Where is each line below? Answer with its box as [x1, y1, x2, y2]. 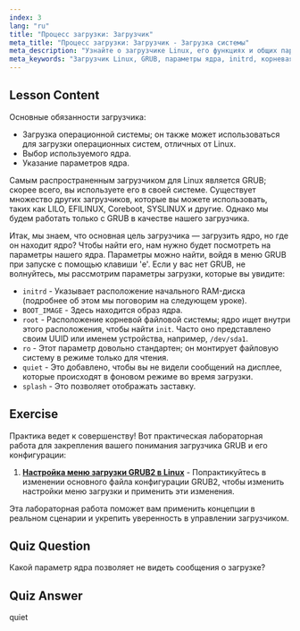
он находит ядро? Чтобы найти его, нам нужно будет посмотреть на [9, 239, 271, 251]
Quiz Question [9, 539, 91, 554]
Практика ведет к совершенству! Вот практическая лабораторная [9, 431, 263, 441]
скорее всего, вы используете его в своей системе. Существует [9, 184, 256, 195]
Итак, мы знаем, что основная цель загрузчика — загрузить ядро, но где [9, 230, 288, 241]
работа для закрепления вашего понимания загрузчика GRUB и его [9, 439, 268, 450]
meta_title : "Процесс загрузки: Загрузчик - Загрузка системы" [9, 38, 250, 47]
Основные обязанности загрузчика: [9, 111, 146, 122]
